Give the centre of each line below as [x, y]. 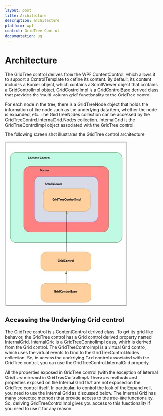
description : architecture [32, 20]
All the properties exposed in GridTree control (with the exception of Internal [81, 372]
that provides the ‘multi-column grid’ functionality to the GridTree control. [79, 95]
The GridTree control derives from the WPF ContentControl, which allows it [80, 74]
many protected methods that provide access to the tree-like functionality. [80, 398]
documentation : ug [24, 36]
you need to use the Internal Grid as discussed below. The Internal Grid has [81, 393]
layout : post [18, 10]
